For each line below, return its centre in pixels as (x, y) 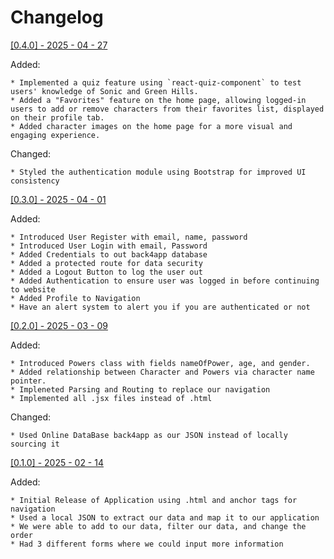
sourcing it (35, 444)
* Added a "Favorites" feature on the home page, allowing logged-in (158, 100)
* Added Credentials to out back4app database (109, 254)
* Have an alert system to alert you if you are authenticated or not (160, 307)
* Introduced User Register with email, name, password (129, 237)
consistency (35, 181)
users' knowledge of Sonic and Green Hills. (104, 91)
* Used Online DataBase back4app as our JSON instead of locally (149, 435)
